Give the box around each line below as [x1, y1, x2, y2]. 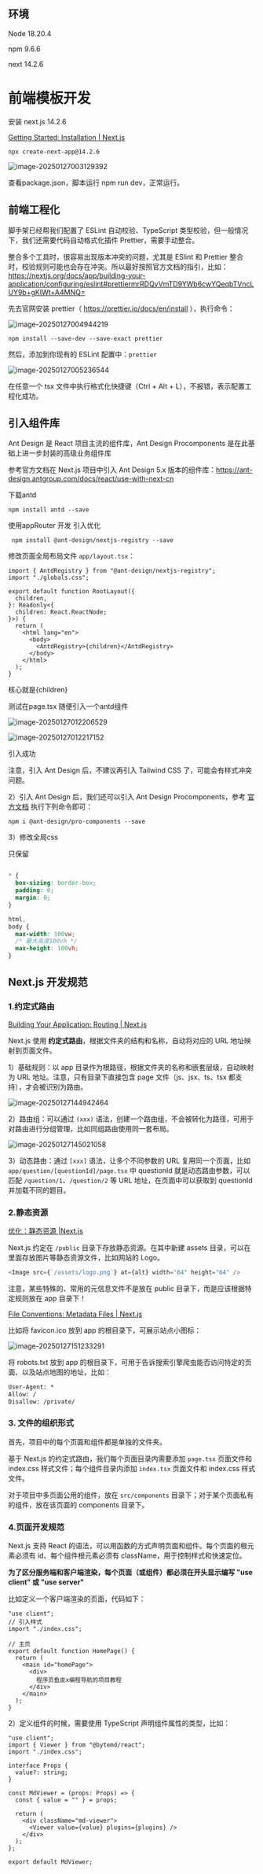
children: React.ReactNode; [15, 608, 108, 616]
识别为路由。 [46, 1082, 88, 1091]
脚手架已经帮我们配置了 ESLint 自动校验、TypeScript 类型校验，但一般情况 [8, 225, 249, 234]
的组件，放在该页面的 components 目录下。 [8, 1500, 149, 1509]
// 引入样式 [8, 1618, 43, 1626]
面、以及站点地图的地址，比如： [8, 1367, 111, 1377]
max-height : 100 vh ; [15, 945, 79, 953]
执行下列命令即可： [30, 802, 93, 812]
